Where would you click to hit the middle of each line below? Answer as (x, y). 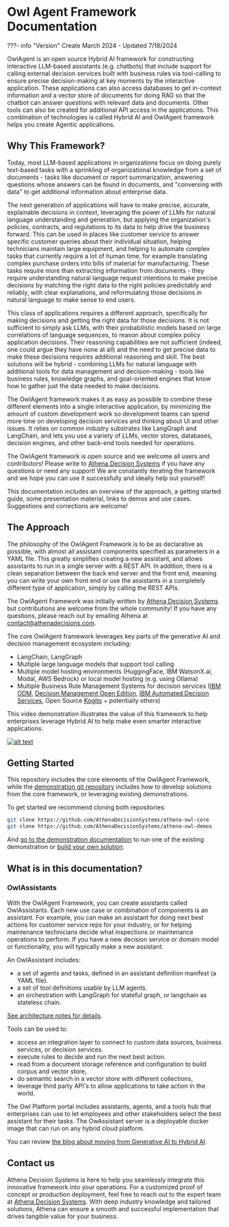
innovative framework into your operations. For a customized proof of (105, 1187)
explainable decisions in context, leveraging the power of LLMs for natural (111, 212)
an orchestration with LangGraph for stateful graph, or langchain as (112, 994)
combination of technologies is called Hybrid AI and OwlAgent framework (111, 117)
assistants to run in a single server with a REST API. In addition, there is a (110, 566)
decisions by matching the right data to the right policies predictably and (109, 285)
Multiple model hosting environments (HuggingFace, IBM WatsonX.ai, (115, 671)
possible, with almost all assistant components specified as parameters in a (113, 551)
